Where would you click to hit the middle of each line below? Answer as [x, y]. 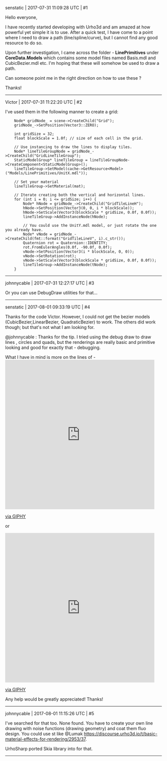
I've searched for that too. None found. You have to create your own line [79, 723]
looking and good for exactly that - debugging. [53, 347]
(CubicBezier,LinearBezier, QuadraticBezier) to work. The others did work [80, 322]
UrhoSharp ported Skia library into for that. [49, 749]
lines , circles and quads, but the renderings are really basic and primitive [80, 342]
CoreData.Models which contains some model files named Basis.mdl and [81, 58]
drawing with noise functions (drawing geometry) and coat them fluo [76, 728]
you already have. [24, 230]
